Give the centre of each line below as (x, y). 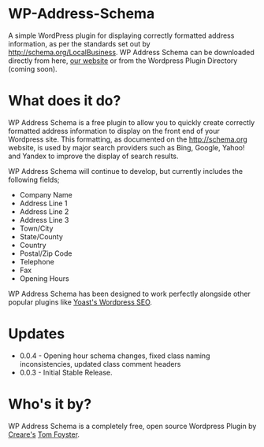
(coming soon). (33, 68)
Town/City (36, 228)
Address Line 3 (44, 220)
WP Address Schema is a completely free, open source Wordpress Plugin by (132, 426)
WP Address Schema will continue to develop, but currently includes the (125, 171)
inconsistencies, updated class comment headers (100, 364)
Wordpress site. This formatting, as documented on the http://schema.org (128, 139)
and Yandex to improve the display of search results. (93, 156)
